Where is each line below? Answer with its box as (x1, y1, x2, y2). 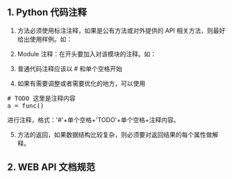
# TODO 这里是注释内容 (7, 94, 76, 102)
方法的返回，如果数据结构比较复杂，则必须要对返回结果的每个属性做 (17, 130, 213, 139)
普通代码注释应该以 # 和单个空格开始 (17, 65, 123, 73)
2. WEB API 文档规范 (7, 162, 96, 173)
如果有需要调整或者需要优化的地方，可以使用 (17, 79, 146, 87)
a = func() (7, 101, 44, 110)
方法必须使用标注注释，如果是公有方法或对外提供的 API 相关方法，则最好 (17, 26, 226, 35)
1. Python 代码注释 (7, 6, 87, 19)
